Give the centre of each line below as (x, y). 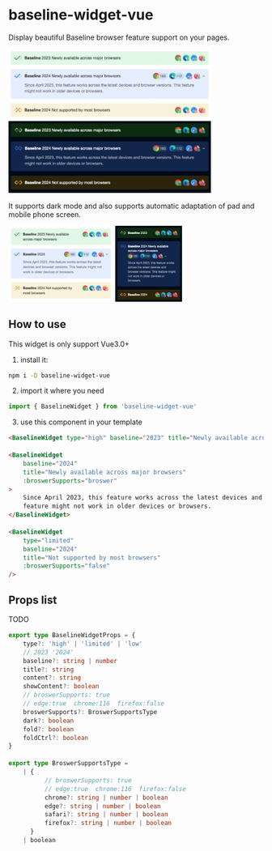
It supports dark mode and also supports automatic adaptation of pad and (132, 206)
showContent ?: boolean (61, 687)
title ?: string (49, 670)
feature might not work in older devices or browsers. (117, 506)
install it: (34, 360)
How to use (37, 324)
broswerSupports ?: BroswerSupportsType (90, 712)
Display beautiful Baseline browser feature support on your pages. (119, 37)
